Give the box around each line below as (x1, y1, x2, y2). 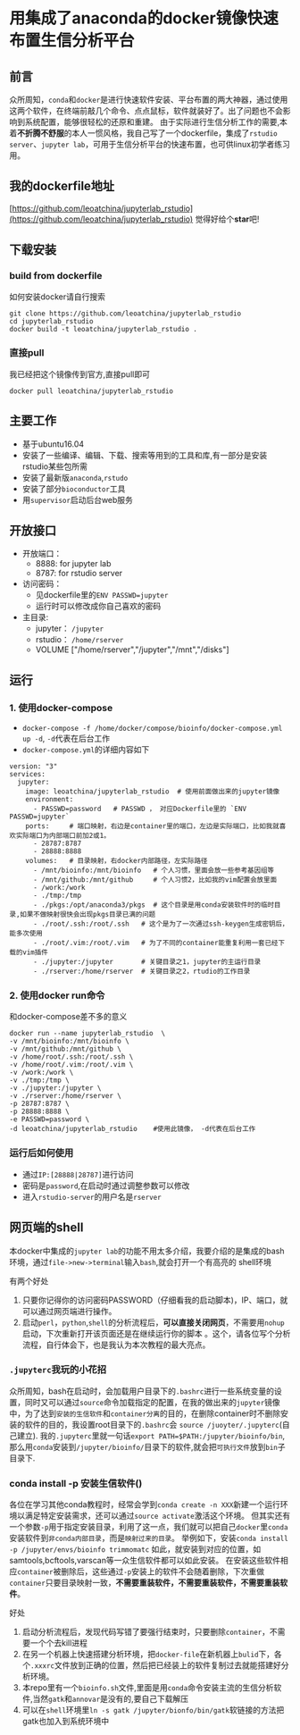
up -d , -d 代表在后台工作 (21, 733, 110, 744)
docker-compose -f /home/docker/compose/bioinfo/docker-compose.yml (21, 725, 283, 733)
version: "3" (9, 762, 58, 771)
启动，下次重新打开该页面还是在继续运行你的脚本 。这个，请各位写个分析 (21, 1328, 291, 1338)
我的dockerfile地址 (9, 179, 115, 194)
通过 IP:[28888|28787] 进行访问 (21, 1169, 134, 1179)
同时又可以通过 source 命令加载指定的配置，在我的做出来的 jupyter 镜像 (24, 1396, 281, 1407)
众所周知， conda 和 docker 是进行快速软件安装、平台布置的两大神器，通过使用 (9, 95, 288, 105)
